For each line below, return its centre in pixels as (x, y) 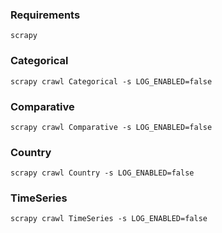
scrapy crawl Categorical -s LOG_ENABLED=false (111, 81)
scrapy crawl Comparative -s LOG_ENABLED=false (111, 127)
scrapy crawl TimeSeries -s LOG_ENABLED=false (109, 219)
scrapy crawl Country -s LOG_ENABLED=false (102, 173)
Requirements (45, 15)
